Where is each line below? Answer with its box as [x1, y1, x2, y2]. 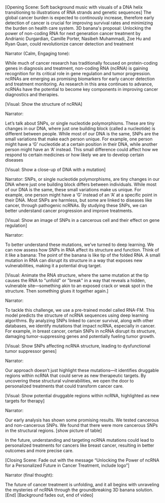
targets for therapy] [5, 398, 45, 404]
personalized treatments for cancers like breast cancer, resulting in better [5, 442, 154, 448]
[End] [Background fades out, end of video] [5, 492, 94, 498]
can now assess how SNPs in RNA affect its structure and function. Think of [5, 247, 159, 252]
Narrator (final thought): [5, 472, 54, 478]
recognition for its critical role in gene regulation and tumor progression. [5, 71, 151, 76]
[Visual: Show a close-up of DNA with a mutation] [5, 167, 106, 172]
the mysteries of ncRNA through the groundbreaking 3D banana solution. [5, 487, 154, 493]
